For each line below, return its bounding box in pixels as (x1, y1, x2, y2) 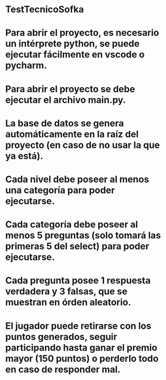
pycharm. (5, 60, 48, 71)
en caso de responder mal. (5, 364, 121, 375)
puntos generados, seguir (5, 331, 117, 343)
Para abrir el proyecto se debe (5, 83, 135, 95)
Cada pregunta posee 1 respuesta (5, 275, 151, 286)
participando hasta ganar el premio (5, 342, 157, 353)
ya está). (5, 150, 43, 162)
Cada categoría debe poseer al (5, 219, 138, 230)
